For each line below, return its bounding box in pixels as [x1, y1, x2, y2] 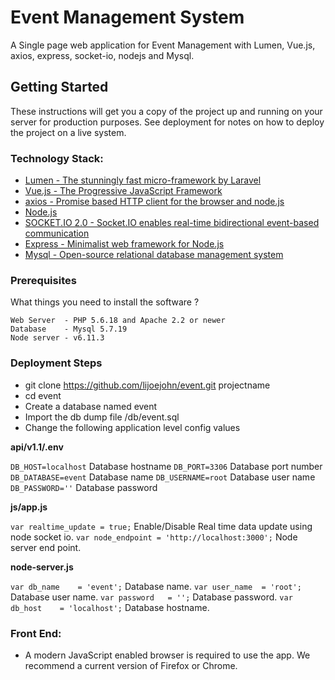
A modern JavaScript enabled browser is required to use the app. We [24, 649, 311, 661]
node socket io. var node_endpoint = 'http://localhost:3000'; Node [10, 531, 298, 543]
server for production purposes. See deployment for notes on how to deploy [10, 116, 325, 128]
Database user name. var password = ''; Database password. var [10, 591, 293, 603]
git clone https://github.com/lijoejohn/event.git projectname [24, 379, 271, 391]
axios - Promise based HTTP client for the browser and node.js [24, 196, 285, 208]
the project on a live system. [10, 126, 127, 138]
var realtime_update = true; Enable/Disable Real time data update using [10, 520, 313, 532]
